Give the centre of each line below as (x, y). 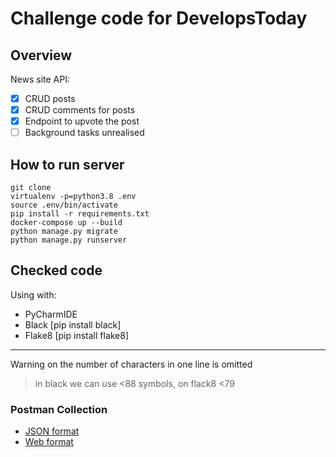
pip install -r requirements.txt (80, 214)
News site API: (40, 79)
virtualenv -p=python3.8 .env (73, 197)
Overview (41, 55)
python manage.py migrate (64, 232)
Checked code (56, 270)
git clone (31, 188)
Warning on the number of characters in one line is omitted (131, 364)
